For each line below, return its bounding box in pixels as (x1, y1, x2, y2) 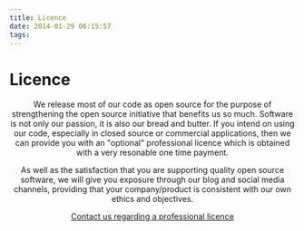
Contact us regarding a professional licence (71, 211, 234, 222)
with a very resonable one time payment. (75, 147, 230, 159)
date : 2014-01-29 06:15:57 (9, 22, 112, 31)
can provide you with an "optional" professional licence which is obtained (15, 138, 290, 149)
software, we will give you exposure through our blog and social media (20, 174, 285, 186)
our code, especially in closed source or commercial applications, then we (13, 128, 292, 139)
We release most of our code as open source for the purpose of (33, 99, 272, 110)
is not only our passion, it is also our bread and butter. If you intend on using (10, 119, 295, 130)
